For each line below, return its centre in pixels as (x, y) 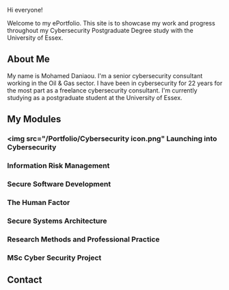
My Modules (34, 119)
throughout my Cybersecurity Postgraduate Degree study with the (100, 31)
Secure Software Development (59, 184)
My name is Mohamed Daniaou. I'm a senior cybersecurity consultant (105, 75)
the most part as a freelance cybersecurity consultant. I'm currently (102, 90)
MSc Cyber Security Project (54, 258)
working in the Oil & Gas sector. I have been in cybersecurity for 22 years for (115, 83)
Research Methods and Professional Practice (83, 239)
